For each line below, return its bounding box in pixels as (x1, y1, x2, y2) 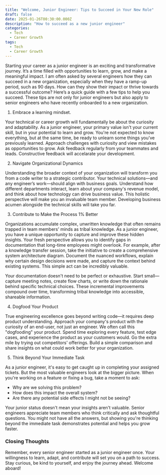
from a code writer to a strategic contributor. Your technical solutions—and (5, 175, 158, 181)
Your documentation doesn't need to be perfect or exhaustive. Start (5, 273, 144, 279)
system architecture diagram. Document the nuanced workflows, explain (5, 252, 154, 259)
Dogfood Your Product (12, 303, 58, 309)
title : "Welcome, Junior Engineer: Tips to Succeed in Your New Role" (5, 7, 154, 12)
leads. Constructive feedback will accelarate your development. (5, 150, 135, 157)
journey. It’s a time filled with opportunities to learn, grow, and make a (5, 68, 147, 74)
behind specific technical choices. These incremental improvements (5, 283, 145, 289)
